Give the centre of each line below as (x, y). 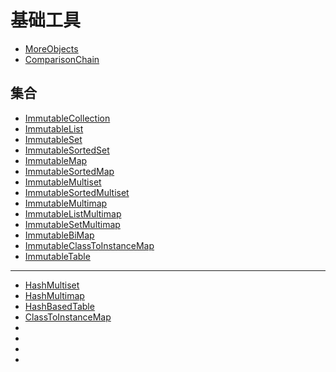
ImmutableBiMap (59, 235)
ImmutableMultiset (63, 182)
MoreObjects (51, 48)
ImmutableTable (57, 256)
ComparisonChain (62, 59)
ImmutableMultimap (66, 203)
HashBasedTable (59, 306)
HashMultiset (52, 285)
